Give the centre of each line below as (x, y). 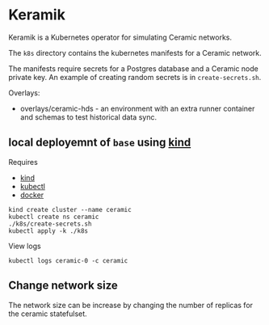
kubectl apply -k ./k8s (48, 231)
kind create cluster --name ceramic (70, 209)
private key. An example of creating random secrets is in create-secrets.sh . (135, 77)
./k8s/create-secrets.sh (50, 224)
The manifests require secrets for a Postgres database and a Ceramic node (133, 68)
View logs (25, 246)
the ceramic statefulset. (48, 314)
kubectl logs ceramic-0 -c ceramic (68, 260)
